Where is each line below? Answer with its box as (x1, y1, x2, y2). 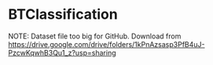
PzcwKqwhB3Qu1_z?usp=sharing (8, 48, 116, 57)
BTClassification (8, 5, 118, 23)
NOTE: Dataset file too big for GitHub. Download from (8, 31, 182, 41)
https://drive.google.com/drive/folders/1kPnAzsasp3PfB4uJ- (8, 39, 205, 49)
